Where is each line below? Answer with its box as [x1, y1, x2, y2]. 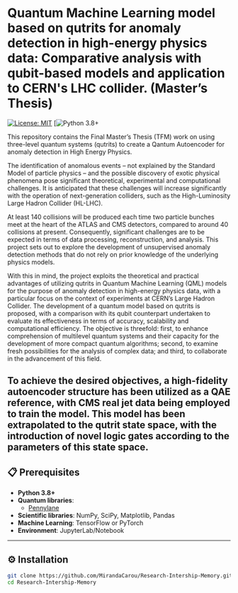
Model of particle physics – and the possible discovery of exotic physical [7, 169, 220, 177]
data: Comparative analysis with [7, 50, 202, 67]
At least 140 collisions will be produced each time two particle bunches [7, 213, 215, 221]
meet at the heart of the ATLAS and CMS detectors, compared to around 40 [7, 220, 229, 228]
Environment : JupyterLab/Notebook [17, 526, 125, 535]
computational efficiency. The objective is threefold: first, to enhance [7, 324, 209, 332]
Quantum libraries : [17, 496, 74, 504]
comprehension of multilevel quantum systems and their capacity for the [7, 332, 220, 340]
